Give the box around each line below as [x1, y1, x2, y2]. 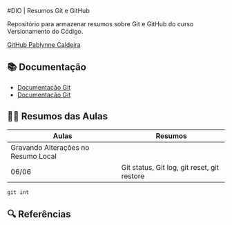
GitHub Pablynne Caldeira [7, 41, 81, 48]
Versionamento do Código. [7, 28, 84, 35]
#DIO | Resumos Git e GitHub [7, 7, 90, 14]
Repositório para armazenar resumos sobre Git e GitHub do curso [7, 20, 194, 28]
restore [121, 171, 145, 181]
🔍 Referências [7, 208, 71, 220]
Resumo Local [10, 151, 57, 161]
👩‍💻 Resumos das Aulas [7, 110, 108, 122]
